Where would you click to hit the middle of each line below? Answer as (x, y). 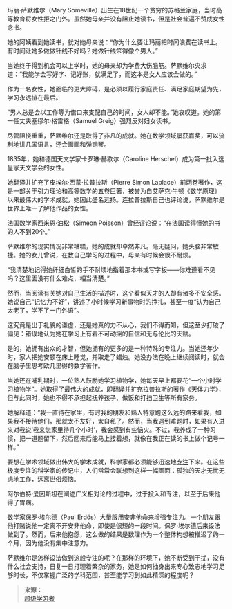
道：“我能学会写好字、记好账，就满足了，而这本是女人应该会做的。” (102, 74)
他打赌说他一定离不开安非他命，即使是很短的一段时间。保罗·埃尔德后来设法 (114, 526)
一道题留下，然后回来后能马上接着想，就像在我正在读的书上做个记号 (122, 438)
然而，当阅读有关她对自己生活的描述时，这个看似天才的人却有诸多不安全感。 (116, 293)
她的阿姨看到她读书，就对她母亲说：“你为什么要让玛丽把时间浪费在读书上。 (115, 42)
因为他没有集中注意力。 (58, 543)
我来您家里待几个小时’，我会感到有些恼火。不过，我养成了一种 (122, 430)
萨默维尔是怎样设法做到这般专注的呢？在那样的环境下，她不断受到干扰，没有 (116, 558)
